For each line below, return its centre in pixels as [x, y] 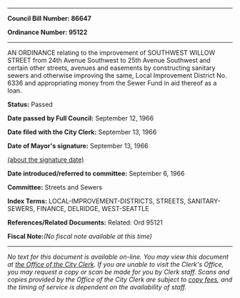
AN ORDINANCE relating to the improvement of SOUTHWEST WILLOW [111, 53]
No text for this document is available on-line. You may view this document [118, 257]
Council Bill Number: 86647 [49, 18]
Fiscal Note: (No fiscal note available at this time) [80, 236]
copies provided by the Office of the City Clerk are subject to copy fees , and [120, 279]
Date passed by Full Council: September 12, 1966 [81, 118]
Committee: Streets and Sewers [55, 187]
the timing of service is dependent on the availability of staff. [97, 287]
